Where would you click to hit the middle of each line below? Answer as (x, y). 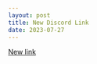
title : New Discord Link (48, 23)
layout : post (29, 15)
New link (22, 52)
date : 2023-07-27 (36, 30)
